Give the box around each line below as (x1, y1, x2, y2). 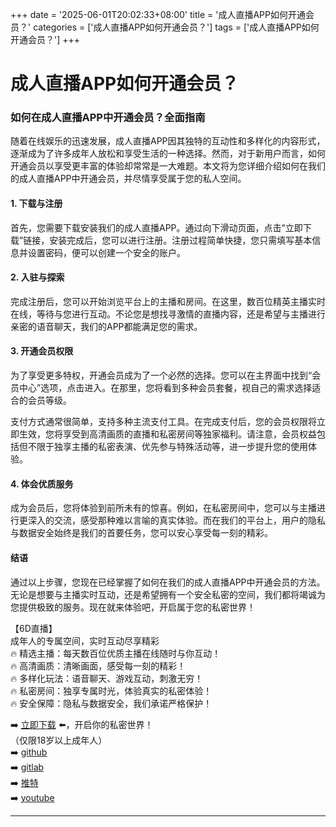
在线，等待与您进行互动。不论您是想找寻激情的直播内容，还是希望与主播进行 (10, 308, 326, 320)
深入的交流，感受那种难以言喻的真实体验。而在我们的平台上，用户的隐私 (27, 514, 326, 527)
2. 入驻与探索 (10, 271, 65, 283)
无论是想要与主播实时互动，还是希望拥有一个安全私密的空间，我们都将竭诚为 (10, 588, 326, 600)
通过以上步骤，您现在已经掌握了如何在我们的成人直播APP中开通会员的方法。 (10, 576, 326, 588)
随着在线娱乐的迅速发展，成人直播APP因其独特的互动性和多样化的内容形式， (10, 135, 326, 147)
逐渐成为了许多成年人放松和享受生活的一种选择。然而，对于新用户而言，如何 (10, 148, 326, 160)
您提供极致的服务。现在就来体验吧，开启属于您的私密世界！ (10, 601, 256, 613)
